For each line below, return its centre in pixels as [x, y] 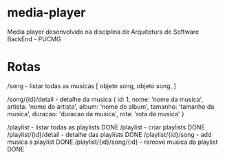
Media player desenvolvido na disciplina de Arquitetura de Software [103, 32]
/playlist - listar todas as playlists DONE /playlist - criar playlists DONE [106, 127]
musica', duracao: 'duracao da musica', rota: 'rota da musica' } [96, 114]
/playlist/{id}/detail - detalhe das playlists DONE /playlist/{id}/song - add [109, 134]
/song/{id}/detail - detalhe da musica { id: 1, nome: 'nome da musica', [105, 99]
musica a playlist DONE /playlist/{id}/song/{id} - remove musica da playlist [112, 142]
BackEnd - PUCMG [34, 39]
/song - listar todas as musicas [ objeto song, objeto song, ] [92, 86]
